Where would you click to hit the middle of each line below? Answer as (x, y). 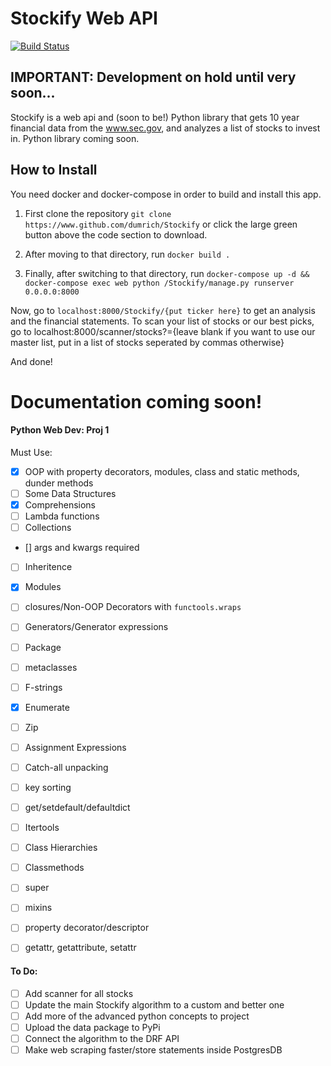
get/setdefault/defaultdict (77, 808)
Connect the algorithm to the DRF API (102, 1038)
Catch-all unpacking (66, 767)
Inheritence (48, 567)
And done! (31, 361)
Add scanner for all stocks (79, 993)
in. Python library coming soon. (75, 138)
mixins (38, 908)
